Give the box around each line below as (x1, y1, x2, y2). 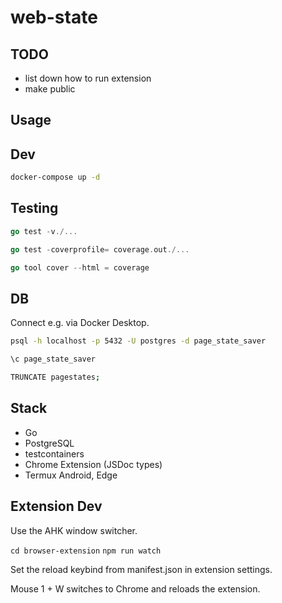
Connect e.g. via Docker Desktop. (10, 317, 150, 329)
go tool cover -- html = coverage (10, 262, 150, 273)
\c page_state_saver (10, 354, 97, 365)
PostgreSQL (24, 437, 75, 449)
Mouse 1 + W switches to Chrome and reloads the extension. (10, 582, 261, 595)
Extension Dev (10, 498, 103, 515)
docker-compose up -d (10, 172, 101, 183)
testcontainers (24, 447, 85, 460)
